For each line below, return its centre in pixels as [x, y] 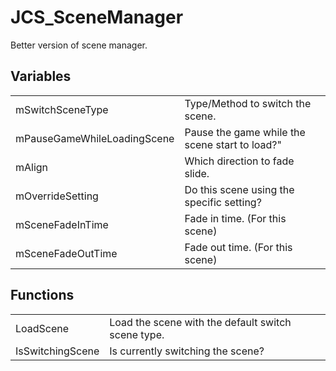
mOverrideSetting [57, 196]
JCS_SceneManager [97, 17]
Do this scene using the [239, 189]
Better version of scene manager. [79, 45]
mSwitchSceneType [62, 109]
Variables [41, 76]
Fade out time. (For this [238, 247]
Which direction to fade [239, 161]
